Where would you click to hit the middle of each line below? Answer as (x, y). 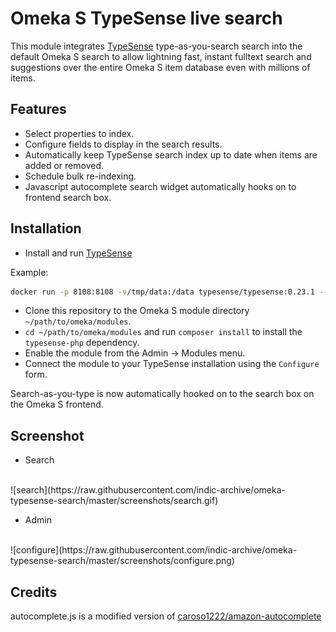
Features (38, 109)
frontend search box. (68, 197)
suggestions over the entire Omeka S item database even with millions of (160, 67)
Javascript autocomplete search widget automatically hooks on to (160, 186)
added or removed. (64, 165)
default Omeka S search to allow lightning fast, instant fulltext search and (161, 56)
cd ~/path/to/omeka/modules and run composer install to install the (163, 332)
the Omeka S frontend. (57, 404)
